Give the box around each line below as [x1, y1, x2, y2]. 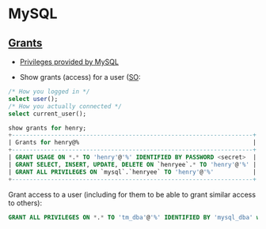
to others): [8, 198, 42, 208]
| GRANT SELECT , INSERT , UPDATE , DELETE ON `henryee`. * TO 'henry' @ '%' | [8, 160, 257, 168]
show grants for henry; [8, 124, 87, 132]
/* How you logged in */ [8, 88, 90, 96]
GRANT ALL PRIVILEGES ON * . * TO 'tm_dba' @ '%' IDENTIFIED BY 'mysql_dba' [8, 213, 253, 221]
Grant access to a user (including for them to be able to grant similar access [8, 190, 256, 199]
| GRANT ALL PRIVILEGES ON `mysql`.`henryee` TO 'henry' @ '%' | [8, 167, 257, 176]
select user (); [8, 95, 59, 103]
